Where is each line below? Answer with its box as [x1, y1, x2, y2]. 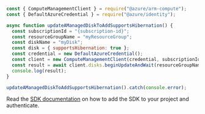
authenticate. [6, 102, 40, 109]
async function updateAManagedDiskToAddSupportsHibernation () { [6, 22, 173, 29]
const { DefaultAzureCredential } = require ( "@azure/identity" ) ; [6, 11, 176, 18]
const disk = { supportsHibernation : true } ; [12, 45, 130, 51]
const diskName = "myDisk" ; [12, 40, 84, 46]
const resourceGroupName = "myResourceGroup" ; [12, 34, 132, 40]
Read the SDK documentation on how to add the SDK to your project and [6, 95, 189, 103]
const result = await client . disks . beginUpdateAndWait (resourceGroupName [12, 62, 203, 68]
